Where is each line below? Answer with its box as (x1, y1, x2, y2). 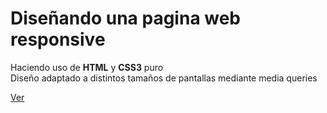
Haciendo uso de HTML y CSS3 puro (10, 61, 164, 73)
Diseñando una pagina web (10, 7, 242, 30)
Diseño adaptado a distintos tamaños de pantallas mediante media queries (10, 72, 318, 84)
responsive (10, 28, 106, 51)
